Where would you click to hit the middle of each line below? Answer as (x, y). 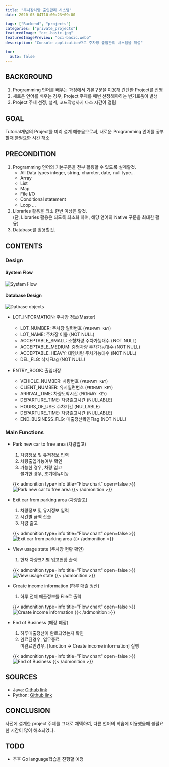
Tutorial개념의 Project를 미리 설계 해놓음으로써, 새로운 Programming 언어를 (80, 132)
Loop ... (28, 205)
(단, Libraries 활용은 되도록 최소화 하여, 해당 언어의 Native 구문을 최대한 (83, 217)
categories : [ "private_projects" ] (42, 28)
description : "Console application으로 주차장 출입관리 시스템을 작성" (74, 43)
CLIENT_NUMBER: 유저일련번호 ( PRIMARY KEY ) (67, 387)
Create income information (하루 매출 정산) (56, 586)
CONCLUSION (28, 711)
